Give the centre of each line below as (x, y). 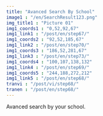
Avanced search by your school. (46, 106)
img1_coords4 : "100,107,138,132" (49, 62)
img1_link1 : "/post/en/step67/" (48, 34)
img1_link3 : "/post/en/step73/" (48, 56)
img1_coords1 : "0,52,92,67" (43, 28)
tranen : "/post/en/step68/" (43, 90)
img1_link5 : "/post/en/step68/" (48, 78)
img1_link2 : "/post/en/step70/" (48, 45)
